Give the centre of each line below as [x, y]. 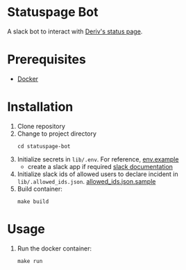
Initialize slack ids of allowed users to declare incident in [98, 174]
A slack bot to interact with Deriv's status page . [75, 31]
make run [30, 261]
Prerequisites [47, 59]
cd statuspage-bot [44, 146]
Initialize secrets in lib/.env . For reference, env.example [98, 159]
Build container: [40, 189]
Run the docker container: [54, 248]
